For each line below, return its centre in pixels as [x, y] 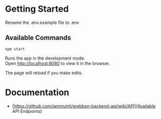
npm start [15, 49]
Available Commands [38, 38]
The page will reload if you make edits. [44, 73]
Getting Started [37, 9]
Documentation [37, 92]
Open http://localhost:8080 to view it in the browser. [58, 63]
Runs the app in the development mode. [45, 58]
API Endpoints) [27, 111]
